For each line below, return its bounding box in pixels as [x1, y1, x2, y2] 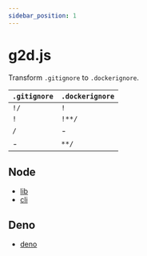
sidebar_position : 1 [8, 11, 77, 20]
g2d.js [8, 46, 52, 64]
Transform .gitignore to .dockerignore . [8, 73, 140, 82]
